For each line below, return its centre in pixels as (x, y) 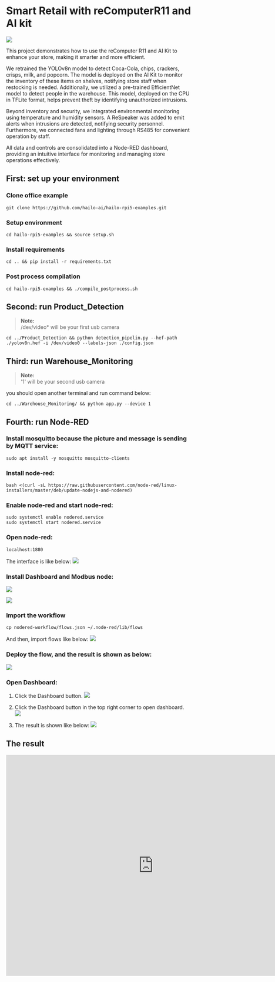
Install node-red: (30, 473)
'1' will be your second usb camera (62, 382)
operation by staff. (28, 136)
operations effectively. (33, 160)
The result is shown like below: (52, 725)
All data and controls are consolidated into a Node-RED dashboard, (87, 147)
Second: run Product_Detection (65, 307)
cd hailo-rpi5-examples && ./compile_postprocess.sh (72, 289)
